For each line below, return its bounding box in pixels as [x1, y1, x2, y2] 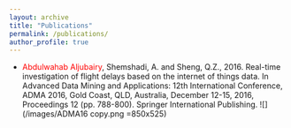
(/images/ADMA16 [21, 109, 88, 119]
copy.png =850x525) [89, 109, 167, 119]
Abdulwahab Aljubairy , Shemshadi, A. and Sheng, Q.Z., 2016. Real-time [21, 62, 281, 72]
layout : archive [9, 12, 69, 22]
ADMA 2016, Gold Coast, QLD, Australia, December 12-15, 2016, [21, 90, 255, 101]
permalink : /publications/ [9, 29, 109, 38]
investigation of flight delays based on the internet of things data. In [21, 72, 270, 82]
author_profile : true [9, 37, 89, 47]
